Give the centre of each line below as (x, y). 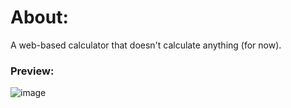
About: (39, 17)
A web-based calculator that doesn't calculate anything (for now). (146, 45)
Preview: (32, 71)
